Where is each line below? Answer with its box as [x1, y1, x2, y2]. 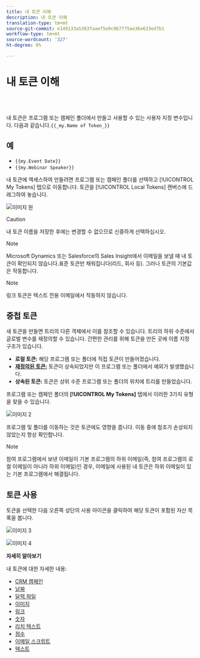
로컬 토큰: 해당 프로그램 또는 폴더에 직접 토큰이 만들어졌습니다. [14, 355, 160, 363]
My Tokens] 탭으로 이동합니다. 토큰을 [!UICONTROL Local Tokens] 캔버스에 [6, 183, 187, 191]
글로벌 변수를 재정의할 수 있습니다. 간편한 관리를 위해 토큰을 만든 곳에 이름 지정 [6, 335, 190, 342]
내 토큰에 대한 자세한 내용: [6, 565, 67, 572]
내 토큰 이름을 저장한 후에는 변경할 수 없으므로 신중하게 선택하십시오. [6, 228, 166, 235]
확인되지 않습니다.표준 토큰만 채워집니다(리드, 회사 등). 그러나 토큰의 [17, 259, 177, 267]
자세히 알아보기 [6, 553, 42, 560]
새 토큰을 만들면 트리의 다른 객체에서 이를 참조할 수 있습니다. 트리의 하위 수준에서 [6, 328, 195, 335]
